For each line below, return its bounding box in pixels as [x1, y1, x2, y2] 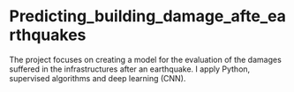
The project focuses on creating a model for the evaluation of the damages [9, 54, 283, 65]
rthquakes [9, 25, 87, 45]
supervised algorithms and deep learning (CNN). [9, 73, 186, 83]
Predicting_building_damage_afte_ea [9, 6, 287, 27]
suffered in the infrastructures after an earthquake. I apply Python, [9, 64, 251, 74]
